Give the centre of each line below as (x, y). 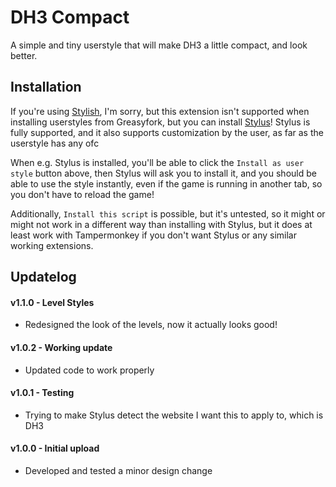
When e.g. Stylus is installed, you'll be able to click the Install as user (157, 162)
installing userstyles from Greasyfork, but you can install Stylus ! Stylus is (160, 122)
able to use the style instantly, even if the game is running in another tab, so (166, 183)
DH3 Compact (70, 17)
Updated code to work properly (89, 370)
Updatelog (43, 277)
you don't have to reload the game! (82, 194)
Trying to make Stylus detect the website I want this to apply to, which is (174, 415)
